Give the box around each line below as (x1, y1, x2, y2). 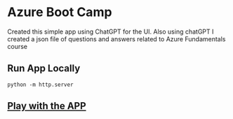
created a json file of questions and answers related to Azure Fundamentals (7, 34, 226, 43)
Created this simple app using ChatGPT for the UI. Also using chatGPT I (7, 27, 214, 36)
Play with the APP (7, 100, 86, 112)
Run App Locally (7, 62, 81, 74)
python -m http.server (7, 81, 74, 88)
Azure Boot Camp (7, 4, 112, 20)
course (7, 42, 28, 50)
